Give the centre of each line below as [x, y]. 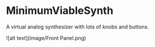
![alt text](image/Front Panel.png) [46, 38]
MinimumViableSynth [60, 11]
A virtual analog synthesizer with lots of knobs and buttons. [77, 27]
